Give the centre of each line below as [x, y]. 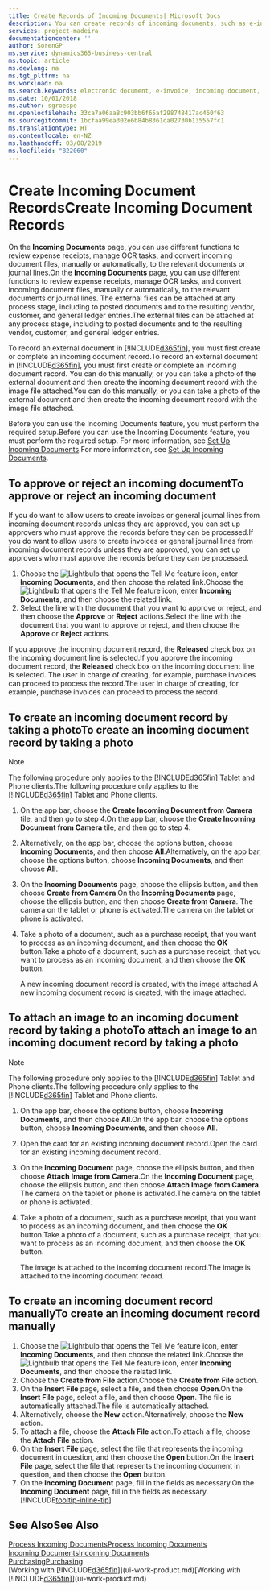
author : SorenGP [35, 46]
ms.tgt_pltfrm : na [39, 76]
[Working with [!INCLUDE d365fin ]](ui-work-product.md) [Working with [125, 1570]
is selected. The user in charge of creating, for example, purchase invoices [132, 675]
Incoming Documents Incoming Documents [79, 1553]
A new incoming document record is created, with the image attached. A [139, 984]
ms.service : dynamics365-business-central [80, 53]
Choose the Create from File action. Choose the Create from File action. [139, 1380]
